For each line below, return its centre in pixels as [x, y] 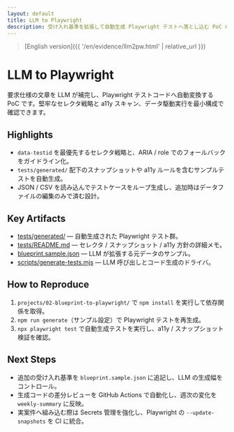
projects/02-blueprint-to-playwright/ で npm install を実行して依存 [117, 302]
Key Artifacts [37, 218]
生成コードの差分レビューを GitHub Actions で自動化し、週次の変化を [117, 394]
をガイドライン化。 [45, 161]
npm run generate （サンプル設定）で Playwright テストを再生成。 [111, 320]
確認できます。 [29, 112]
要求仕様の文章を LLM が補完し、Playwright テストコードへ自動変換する [110, 95]
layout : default [31, 14]
